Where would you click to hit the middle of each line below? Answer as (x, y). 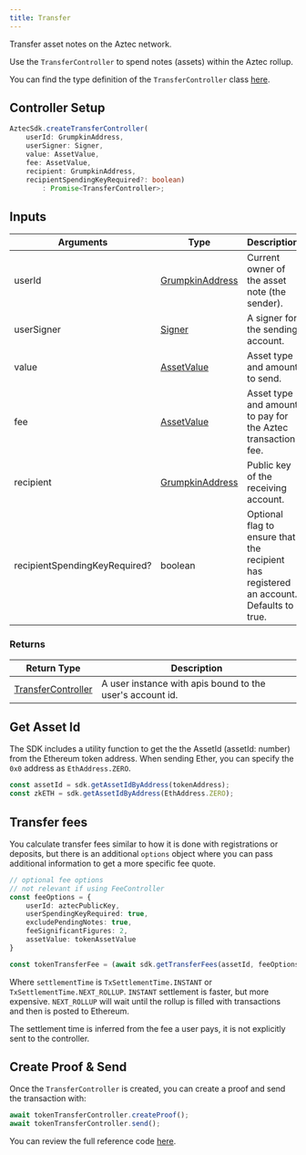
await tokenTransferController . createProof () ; (99, 1115)
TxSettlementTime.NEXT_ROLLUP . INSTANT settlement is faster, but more (139, 992)
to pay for (268, 416)
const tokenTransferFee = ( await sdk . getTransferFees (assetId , (132, 964)
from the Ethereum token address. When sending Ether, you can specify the (152, 759)
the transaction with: (48, 1098)
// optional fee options (56, 880)
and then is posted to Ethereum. (70, 1011)
